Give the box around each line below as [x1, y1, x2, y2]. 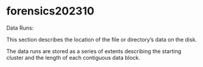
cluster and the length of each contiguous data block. [6, 54, 141, 61]
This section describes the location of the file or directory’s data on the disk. [6, 36, 198, 43]
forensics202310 [6, 4, 95, 18]
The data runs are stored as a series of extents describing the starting [6, 47, 181, 55]
